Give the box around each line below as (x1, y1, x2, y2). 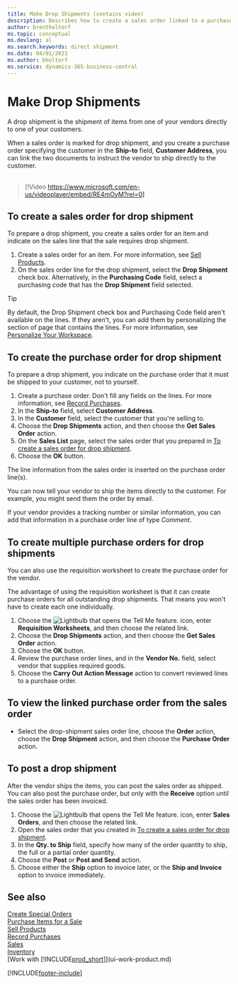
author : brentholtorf (7, 23, 72, 31)
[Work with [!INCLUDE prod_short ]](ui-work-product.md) (7, 955, 172, 963)
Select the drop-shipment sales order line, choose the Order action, (17, 726, 216, 735)
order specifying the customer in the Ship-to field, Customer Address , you (7, 146, 227, 155)
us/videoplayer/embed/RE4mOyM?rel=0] (24, 189, 145, 199)
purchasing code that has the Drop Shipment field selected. (17, 281, 193, 289)
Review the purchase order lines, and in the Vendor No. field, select (17, 654, 216, 662)
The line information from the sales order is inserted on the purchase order (7, 465, 225, 474)
